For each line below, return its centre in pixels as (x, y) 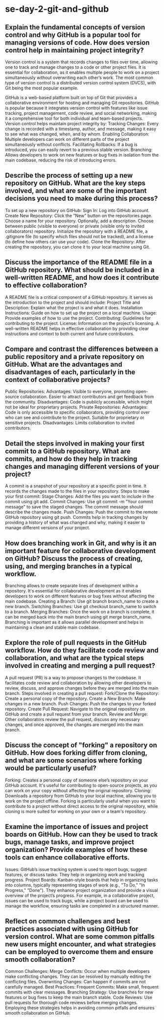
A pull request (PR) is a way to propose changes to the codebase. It (73, 677)
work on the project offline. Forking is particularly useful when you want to (80, 801)
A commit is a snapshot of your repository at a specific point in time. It (76, 486)
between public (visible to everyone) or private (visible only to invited (75, 226)
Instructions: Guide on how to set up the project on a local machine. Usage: (81, 313)
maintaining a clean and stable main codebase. (53, 627)
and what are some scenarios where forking (73, 761)
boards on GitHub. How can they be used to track (82, 835)
